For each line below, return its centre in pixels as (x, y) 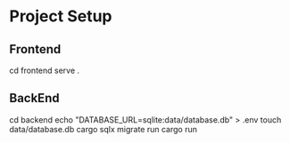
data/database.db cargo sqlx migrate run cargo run (104, 129)
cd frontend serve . (45, 70)
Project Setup (61, 16)
